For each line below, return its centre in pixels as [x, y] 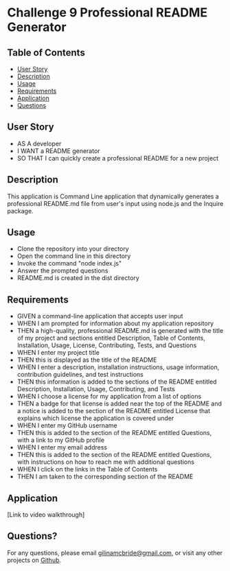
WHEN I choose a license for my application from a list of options [109, 397]
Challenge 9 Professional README [107, 13]
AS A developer [39, 143]
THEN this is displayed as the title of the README [87, 360]
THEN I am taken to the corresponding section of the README [105, 477]
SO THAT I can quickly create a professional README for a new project [117, 158]
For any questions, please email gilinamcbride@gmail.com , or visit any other [115, 552]
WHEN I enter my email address [62, 447]
